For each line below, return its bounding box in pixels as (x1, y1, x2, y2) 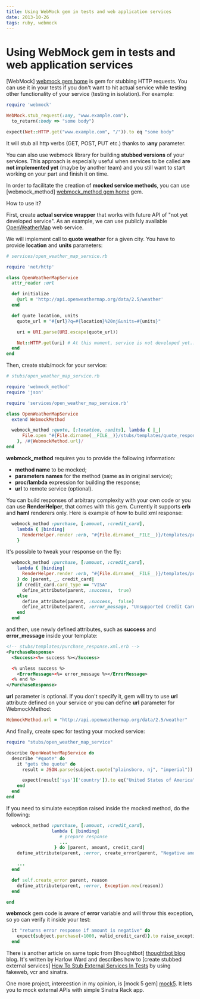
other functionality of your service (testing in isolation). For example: (6, 90, 174, 98)
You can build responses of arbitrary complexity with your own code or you (6, 497, 191, 504)
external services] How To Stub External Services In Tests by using (6, 962, 171, 969)
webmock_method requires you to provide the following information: (6, 454, 176, 461)
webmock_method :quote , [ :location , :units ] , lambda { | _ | (11, 427, 161, 433)
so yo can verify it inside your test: (6, 916, 91, 923)
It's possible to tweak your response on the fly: (6, 548, 121, 555)
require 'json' (6, 389, 44, 395)
